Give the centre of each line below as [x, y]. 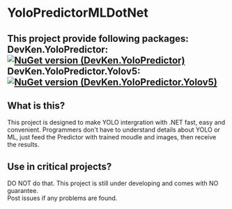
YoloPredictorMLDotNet [78, 13]
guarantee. [23, 191]
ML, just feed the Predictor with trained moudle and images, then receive [112, 137]
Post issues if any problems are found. [62, 198]
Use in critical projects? [60, 166]
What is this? [36, 106]
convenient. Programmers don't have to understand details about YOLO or [114, 130]
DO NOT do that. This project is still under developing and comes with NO [113, 183]
